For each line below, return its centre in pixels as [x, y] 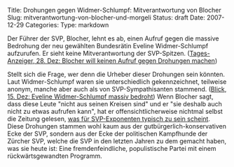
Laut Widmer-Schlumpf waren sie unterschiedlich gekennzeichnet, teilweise [117, 82]
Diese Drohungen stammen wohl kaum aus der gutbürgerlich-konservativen [117, 126]
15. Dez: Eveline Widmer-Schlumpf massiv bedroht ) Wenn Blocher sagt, [110, 96]
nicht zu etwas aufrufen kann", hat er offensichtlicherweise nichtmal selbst [115, 111]
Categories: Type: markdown [67, 25]
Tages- [200, 53]
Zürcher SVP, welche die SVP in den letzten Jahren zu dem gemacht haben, [117, 141]
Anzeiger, [21, 61]
